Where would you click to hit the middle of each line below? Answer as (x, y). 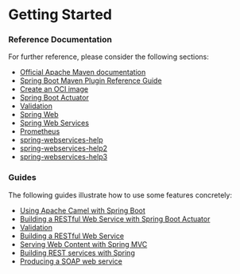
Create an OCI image (54, 89)
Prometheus (40, 131)
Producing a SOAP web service (71, 261)
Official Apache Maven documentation (83, 72)
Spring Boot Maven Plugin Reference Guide (91, 80)
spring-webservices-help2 (64, 148)
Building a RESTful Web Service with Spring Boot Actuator (115, 219)
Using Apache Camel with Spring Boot (82, 210)
